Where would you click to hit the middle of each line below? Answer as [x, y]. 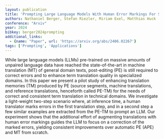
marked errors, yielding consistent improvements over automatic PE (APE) [80, 127]
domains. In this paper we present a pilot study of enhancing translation [77, 80]
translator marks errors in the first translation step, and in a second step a [79, 106]
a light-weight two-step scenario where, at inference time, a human [73, 101]
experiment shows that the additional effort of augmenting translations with [81, 117]
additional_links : [24, 37]
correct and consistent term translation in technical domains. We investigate [82, 96]
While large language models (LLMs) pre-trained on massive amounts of [78, 60]
